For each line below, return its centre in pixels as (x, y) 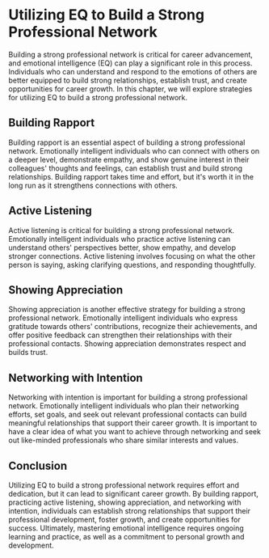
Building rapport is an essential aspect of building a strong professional (127, 142)
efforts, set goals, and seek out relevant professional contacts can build (128, 415)
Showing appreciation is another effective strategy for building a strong (127, 310)
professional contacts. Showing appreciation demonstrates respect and (127, 344)
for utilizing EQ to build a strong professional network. (98, 97)
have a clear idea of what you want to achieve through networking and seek (134, 432)
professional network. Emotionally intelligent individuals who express (123, 318)
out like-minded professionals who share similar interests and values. (124, 440)
